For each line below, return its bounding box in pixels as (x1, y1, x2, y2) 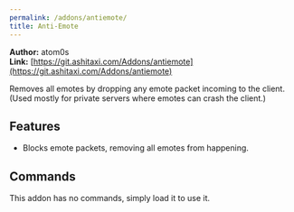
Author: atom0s (9, 46, 70, 57)
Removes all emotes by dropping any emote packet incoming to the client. (9, 83, 285, 94)
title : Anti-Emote (9, 22, 79, 31)
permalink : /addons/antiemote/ (9, 13, 128, 23)
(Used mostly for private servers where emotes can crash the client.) (9, 92, 267, 104)
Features (9, 118, 61, 134)
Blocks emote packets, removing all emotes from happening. (22, 143, 249, 153)
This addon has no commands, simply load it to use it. (9, 193, 211, 204)
